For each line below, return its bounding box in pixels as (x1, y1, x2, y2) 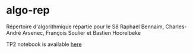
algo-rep (6, 4, 50, 17)
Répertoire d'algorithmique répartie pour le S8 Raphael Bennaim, (6, 23, 164, 30)
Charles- (165, 23, 187, 30)
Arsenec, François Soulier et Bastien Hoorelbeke (22, 29, 141, 36)
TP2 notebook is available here (6, 41, 82, 48)
